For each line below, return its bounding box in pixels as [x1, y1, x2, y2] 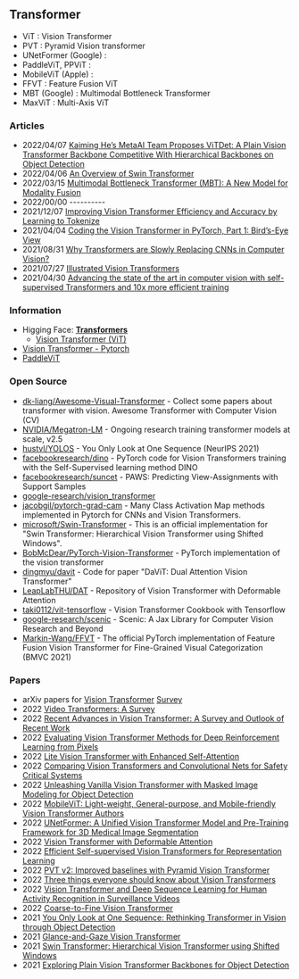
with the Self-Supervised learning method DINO [21, 461, 198, 472]
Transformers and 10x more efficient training [65, 282, 229, 293]
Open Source [9, 375, 68, 387]
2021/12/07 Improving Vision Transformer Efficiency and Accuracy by [21, 206, 278, 217]
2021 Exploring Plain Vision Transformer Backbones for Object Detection [21, 959, 290, 970]
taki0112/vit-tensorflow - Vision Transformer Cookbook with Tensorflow [21, 604, 286, 615]
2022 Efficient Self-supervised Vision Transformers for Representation [21, 846, 283, 856]
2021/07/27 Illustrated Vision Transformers [21, 263, 180, 274]
